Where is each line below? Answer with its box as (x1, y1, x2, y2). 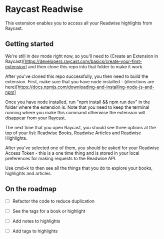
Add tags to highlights (12, 228, 58, 234)
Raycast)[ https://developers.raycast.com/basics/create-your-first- (5, 58, 142, 64)
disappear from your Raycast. (5, 115, 66, 121)
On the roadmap (5, 185, 56, 193)
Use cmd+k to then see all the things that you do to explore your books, (5, 165, 153, 171)
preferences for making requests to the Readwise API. (5, 155, 116, 161)
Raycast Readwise (5, 3, 83, 15)
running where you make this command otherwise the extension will (5, 109, 145, 115)
